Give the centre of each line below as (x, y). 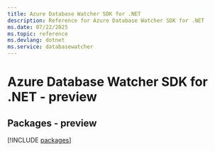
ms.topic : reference (38, 34)
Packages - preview (52, 123)
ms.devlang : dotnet (36, 40)
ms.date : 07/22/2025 (38, 27)
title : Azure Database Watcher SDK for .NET (74, 14)
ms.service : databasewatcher (50, 47)
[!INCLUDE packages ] (39, 140)
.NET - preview (52, 97)
